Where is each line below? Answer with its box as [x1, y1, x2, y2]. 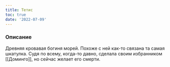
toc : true [5, 12, 27, 17]
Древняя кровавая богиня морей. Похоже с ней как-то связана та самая [5, 45, 165, 51]
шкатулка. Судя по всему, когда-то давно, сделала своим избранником [5, 50, 162, 56]
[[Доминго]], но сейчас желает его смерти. [5, 56, 101, 62]
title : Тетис [5, 7, 33, 13]
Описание [5, 33, 32, 41]
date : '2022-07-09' [5, 17, 47, 22]
